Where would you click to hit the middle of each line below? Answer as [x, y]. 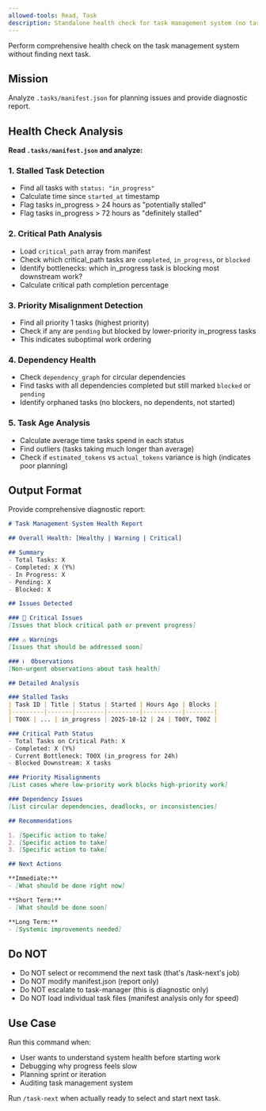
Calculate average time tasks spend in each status [102, 440]
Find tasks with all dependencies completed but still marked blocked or [135, 386]
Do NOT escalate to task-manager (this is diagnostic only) [114, 990]
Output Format [45, 491]
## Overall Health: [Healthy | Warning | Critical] [95, 538]
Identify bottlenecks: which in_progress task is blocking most [120, 268]
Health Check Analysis [66, 131]
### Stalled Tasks [38, 697]
